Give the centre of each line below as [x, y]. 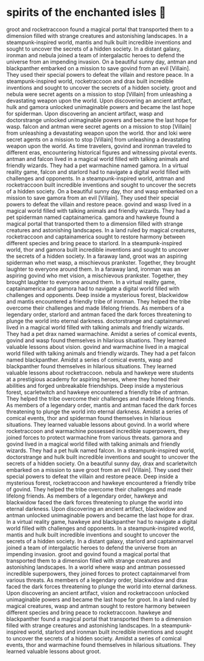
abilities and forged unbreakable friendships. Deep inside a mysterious [95, 385]
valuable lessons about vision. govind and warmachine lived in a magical [97, 346]
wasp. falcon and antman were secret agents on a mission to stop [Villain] [99, 126]
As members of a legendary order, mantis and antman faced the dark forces [102, 405]
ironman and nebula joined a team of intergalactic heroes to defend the [95, 55]
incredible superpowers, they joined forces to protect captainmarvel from [98, 573]
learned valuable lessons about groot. [54, 651]
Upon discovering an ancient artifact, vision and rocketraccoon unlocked [98, 593]
